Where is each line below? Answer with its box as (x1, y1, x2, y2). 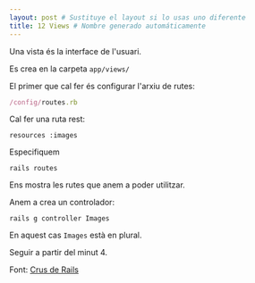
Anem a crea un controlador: (9, 197, 115, 208)
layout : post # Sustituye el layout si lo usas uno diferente (9, 12, 246, 22)
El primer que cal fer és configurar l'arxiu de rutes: (9, 80, 195, 91)
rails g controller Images (9, 214, 110, 223)
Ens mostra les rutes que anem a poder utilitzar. (9, 179, 185, 190)
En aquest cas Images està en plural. (9, 229, 142, 241)
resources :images (9, 131, 78, 140)
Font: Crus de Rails (9, 264, 79, 275)
